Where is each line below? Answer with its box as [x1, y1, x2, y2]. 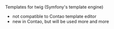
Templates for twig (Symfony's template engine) [5, 4, 104, 10]
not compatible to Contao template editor [12, 14, 97, 19]
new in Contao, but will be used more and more [12, 19, 109, 24]
